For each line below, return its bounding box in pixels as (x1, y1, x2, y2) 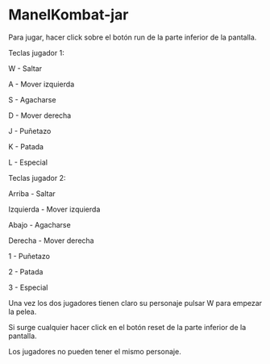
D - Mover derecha (8, 111, 72, 120)
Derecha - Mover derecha (8, 236, 94, 245)
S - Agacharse (8, 94, 56, 104)
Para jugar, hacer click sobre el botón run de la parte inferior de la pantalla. (8, 32, 257, 42)
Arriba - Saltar (8, 188, 56, 199)
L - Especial (8, 157, 48, 167)
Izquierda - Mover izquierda (8, 204, 101, 214)
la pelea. (8, 307, 37, 316)
